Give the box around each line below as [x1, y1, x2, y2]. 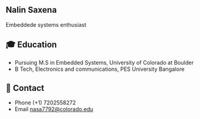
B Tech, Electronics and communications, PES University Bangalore [14, 65, 185, 73]
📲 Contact [6, 83, 45, 93]
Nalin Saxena [6, 5, 57, 15]
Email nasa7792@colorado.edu [14, 106, 94, 113]
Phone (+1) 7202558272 [14, 99, 76, 106]
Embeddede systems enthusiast [6, 21, 87, 28]
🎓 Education [6, 40, 57, 50]
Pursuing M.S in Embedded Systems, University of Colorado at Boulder [14, 59, 194, 66]
